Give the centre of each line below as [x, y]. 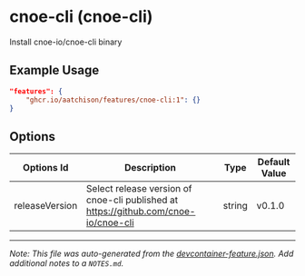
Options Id [45, 168]
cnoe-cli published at [132, 200]
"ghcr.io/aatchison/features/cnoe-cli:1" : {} [113, 100]
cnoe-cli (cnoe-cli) [81, 17]
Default [274, 163]
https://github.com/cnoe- [141, 212]
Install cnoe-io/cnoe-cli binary [66, 42]
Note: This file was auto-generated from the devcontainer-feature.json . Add [152, 254]
